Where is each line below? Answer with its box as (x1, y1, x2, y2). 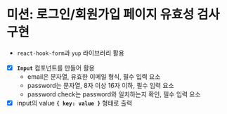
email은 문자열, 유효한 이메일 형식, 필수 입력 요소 (27, 72, 161, 81)
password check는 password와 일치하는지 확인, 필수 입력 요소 (27, 90, 201, 99)
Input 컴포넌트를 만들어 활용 (16, 63, 96, 72)
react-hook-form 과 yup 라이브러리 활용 (16, 49, 124, 57)
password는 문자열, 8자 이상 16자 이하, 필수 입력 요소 (27, 82, 174, 89)
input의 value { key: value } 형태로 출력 (16, 99, 133, 107)
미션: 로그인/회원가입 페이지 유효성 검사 (6, 6, 220, 23)
